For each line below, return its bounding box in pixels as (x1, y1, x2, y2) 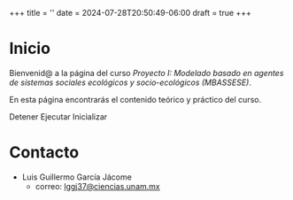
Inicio (9, 39, 51, 58)
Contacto (9, 142, 80, 163)
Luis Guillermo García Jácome (21, 172, 133, 182)
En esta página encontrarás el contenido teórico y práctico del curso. (9, 94, 262, 104)
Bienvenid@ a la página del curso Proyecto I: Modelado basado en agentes (9, 67, 284, 78)
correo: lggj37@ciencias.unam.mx (35, 181, 161, 191)
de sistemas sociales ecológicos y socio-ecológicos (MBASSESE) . (9, 77, 252, 88)
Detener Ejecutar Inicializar (9, 111, 108, 122)
